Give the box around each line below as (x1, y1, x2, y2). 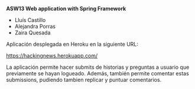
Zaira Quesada (14, 29, 51, 36)
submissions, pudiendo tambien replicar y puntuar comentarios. (6, 77, 162, 83)
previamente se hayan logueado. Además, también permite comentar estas (6, 70, 189, 77)
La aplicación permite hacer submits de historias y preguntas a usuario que (6, 63, 190, 71)
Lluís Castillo (14, 17, 46, 23)
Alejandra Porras (14, 23, 56, 30)
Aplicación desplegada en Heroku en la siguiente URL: (6, 41, 139, 47)
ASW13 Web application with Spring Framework (6, 5, 126, 12)
